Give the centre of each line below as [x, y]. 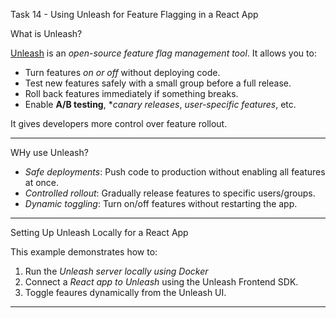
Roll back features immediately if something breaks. [131, 93]
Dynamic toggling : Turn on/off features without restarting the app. [161, 203]
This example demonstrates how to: [84, 252]
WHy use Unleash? [49, 152]
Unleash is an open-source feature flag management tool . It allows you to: [163, 53]
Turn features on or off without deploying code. [122, 72]
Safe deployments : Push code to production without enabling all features [175, 172]
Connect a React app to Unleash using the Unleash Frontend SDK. [161, 282]
